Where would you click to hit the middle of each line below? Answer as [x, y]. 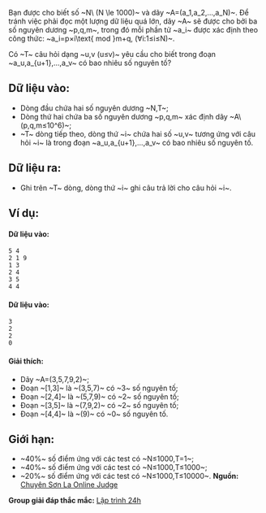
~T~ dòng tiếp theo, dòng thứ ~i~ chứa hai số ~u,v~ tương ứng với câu [138, 133]
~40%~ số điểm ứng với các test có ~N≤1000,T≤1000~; [114, 467]
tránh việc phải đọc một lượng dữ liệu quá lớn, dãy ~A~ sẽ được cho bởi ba [133, 21]
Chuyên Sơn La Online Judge [69, 485]
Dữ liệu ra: [35, 168]
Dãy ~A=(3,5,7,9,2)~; [55, 379]
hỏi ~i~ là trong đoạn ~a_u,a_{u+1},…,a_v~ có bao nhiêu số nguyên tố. [137, 142]
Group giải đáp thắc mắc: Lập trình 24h [75, 501]
